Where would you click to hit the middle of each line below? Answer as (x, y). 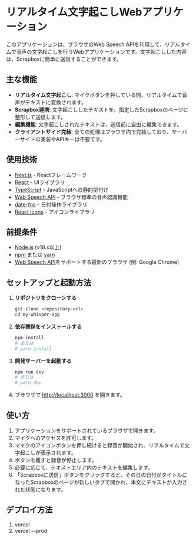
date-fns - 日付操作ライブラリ (51, 204)
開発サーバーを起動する (43, 361)
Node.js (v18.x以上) (38, 247)
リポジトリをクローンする (46, 298)
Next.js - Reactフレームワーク (51, 175)
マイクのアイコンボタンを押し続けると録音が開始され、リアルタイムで (99, 445)
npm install (29, 338)
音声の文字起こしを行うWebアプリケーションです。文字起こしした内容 (102, 51)
